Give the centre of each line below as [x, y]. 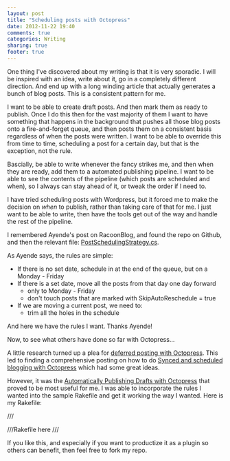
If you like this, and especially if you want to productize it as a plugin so [108, 442]
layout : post [26, 13]
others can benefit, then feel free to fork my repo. [77, 450]
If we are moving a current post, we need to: [80, 305]
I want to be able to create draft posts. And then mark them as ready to [107, 107]
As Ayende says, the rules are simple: [60, 255]
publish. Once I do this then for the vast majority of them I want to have [107, 114]
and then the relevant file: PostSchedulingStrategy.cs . [83, 242]
